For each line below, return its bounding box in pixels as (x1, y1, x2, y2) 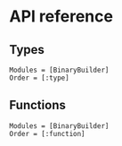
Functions (9, 98, 67, 113)
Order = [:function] (9, 129, 86, 138)
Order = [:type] (9, 73, 69, 82)
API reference (9, 6, 114, 27)
